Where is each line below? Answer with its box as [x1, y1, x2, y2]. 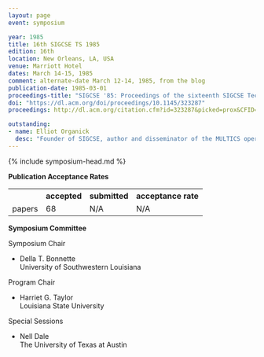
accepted [46, 190, 82, 201]
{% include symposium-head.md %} [8, 156, 126, 166]
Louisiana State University [19, 300, 104, 311]
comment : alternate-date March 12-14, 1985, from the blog [8, 76, 206, 85]
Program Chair [8, 277, 56, 287]
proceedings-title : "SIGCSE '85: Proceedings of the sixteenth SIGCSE [8, 91, 244, 99]
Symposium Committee [8, 223, 87, 233]
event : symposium [8, 19, 65, 27]
